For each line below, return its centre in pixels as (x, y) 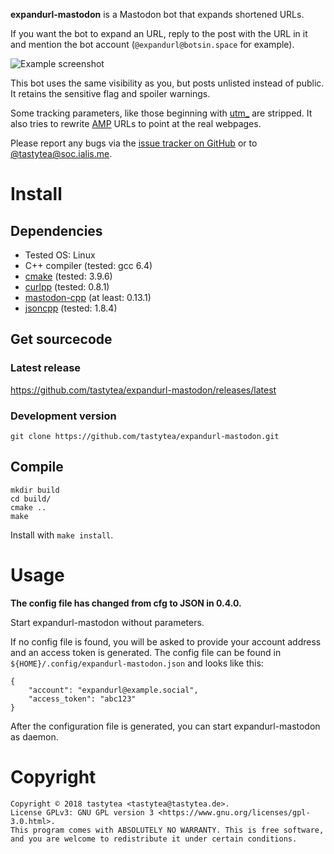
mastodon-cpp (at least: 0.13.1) (88, 297)
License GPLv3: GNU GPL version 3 (82, 812)
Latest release (46, 368)
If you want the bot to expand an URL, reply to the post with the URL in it (159, 33)
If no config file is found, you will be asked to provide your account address (166, 641)
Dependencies (56, 230)
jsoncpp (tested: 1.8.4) (71, 308)
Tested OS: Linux (60, 255)
